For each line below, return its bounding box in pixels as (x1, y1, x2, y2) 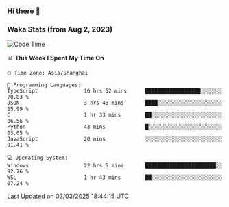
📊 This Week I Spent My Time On (7, 54, 104, 62)
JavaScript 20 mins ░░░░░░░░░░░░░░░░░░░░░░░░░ (7, 136, 223, 143)
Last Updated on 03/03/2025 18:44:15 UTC (7, 192, 129, 201)
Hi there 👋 (7, 6, 41, 16)
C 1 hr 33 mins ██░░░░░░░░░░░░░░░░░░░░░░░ (7, 112, 223, 119)
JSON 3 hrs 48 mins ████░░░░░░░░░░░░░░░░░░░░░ (7, 99, 223, 107)
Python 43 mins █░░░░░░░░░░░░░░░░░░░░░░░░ (7, 123, 223, 131)
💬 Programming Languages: (7, 82, 81, 88)
